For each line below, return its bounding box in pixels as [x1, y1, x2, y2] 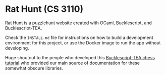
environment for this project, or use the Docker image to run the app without [5, 39, 161, 45]
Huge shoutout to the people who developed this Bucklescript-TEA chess [5, 54, 155, 60]
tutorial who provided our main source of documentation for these [5, 60, 140, 66]
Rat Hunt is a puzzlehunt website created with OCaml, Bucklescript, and [5, 20, 152, 26]
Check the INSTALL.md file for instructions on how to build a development [5, 35, 154, 40]
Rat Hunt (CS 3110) [5, 3, 83, 15]
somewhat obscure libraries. [5, 65, 63, 71]
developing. [5, 45, 29, 51]
